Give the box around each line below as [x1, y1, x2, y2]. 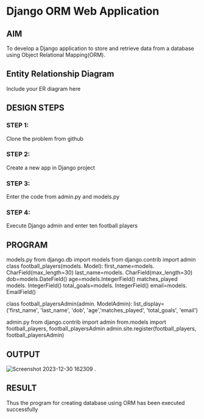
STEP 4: [6, 209, 30, 217]
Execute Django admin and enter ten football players [6, 222, 138, 229]
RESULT [6, 383, 37, 393]
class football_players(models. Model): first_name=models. [6, 262, 155, 270]
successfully [6, 406, 38, 413]
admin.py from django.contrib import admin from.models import [6, 318, 166, 326]
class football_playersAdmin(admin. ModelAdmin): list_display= [6, 300, 165, 307]
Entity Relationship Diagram [6, 69, 114, 79]
